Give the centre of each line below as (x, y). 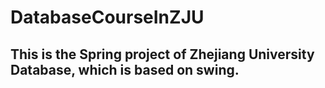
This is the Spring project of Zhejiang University (162, 54)
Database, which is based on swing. (125, 69)
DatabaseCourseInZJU (107, 17)
